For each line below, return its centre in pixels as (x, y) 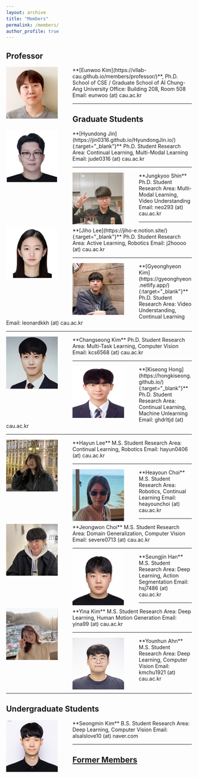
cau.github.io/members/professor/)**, (118, 76)
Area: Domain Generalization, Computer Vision (129, 533)
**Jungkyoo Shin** (163, 176)
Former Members (105, 760)
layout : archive (26, 12)
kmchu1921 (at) (157, 672)
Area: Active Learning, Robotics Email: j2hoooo (130, 243)
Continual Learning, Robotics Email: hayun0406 (131, 449)
